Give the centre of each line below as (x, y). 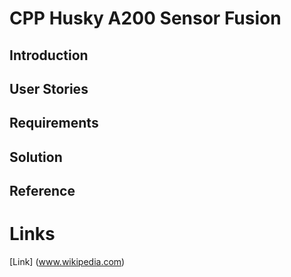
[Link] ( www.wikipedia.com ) (67, 262)
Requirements (54, 123)
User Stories (49, 88)
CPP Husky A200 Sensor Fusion (145, 18)
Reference (42, 191)
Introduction (49, 55)
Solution (36, 157)
